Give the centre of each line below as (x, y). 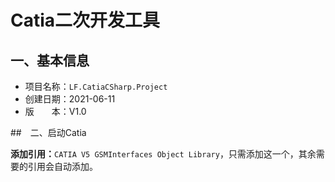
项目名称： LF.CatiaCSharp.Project (96, 86)
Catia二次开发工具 (85, 20)
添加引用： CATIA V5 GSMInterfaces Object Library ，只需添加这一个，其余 (163, 154)
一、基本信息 (50, 60)
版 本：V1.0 (55, 111)
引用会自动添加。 (62, 166)
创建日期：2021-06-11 (70, 99)
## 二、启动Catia (48, 132)
